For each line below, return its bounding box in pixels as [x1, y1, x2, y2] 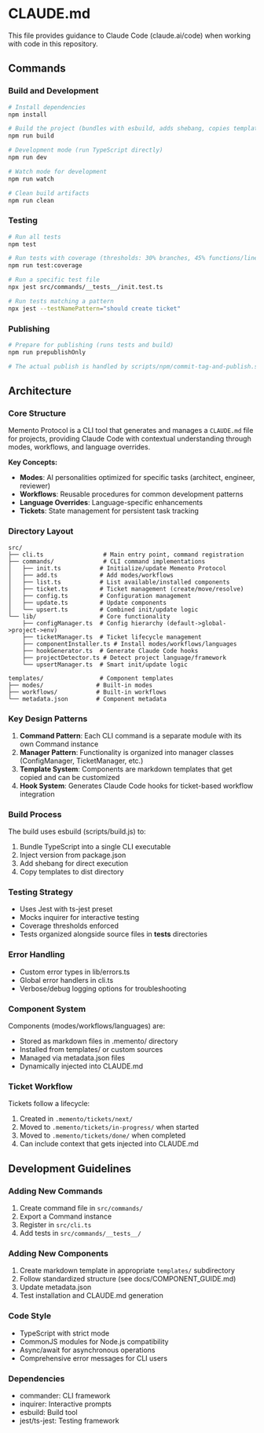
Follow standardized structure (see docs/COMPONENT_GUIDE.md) [19, 1274, 236, 1284]
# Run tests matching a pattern [8, 297, 114, 305]
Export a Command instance [19, 1211, 112, 1222]
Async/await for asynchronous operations [19, 1345, 156, 1354]
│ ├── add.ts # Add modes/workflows [8, 571, 174, 579]
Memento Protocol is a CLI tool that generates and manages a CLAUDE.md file [8, 426, 254, 435]
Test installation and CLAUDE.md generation [19, 1291, 163, 1300]
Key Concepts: [8, 457, 57, 467]
